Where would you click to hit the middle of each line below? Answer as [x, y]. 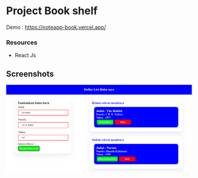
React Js [25, 55]
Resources [22, 42]
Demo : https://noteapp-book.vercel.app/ [56, 27]
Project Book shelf [52, 11]
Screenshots [30, 74]
